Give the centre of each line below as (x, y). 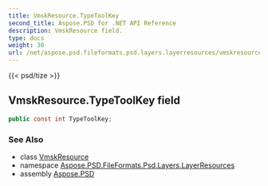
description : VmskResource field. (66, 30)
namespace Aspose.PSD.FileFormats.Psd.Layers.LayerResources (127, 165)
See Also (26, 139)
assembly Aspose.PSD (57, 173)
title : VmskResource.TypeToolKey (64, 16)
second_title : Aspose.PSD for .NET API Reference (93, 23)
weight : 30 (26, 46)
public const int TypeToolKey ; (60, 119)
